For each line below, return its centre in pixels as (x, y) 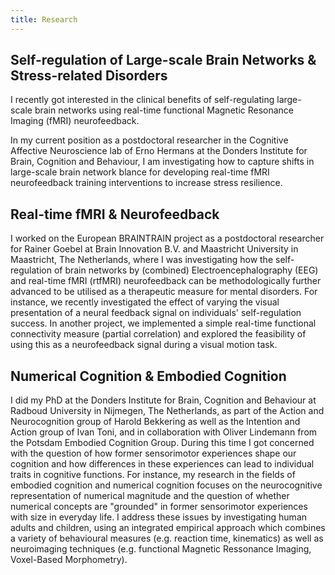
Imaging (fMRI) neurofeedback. (75, 121)
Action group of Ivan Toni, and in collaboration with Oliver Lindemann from (164, 432)
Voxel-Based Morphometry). (69, 560)
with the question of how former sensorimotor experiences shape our (153, 453)
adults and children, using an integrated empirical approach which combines (168, 528)
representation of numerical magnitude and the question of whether (150, 496)
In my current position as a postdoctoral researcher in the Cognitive (149, 140)
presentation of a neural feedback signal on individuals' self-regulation (156, 313)
